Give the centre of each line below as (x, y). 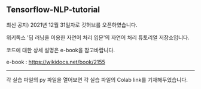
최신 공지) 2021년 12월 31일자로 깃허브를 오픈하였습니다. (72, 25)
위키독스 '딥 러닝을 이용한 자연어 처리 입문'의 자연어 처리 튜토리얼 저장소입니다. (98, 37)
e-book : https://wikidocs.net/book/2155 (56, 62)
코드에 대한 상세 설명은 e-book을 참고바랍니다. (61, 50)
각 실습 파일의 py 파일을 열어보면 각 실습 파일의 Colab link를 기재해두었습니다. (97, 80)
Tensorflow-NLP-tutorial (53, 10)
